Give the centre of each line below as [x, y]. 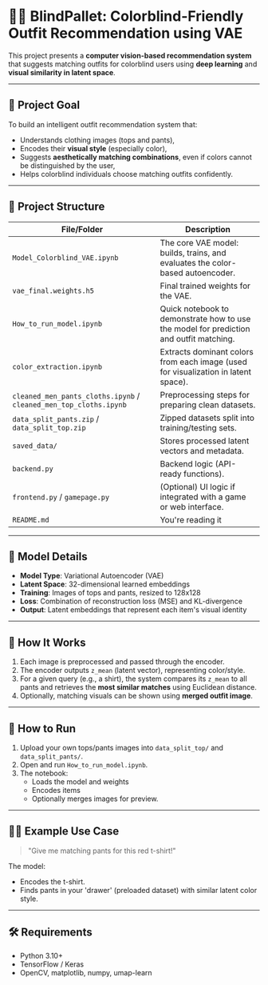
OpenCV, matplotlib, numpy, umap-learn [86, 972]
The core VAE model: [199, 242]
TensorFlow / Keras [52, 964]
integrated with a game [203, 497]
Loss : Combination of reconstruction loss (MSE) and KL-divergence [131, 601]
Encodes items [56, 790]
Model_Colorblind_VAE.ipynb [65, 258]
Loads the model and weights [80, 782]
